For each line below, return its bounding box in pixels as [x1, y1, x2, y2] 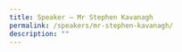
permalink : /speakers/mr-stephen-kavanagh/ [9, 21, 174, 30]
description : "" [9, 29, 70, 38]
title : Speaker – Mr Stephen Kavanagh [9, 12, 153, 22]
